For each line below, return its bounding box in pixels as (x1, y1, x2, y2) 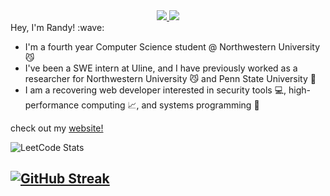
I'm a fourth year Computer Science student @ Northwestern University (24, 41, 321, 53)
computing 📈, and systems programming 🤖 (81, 99, 260, 111)
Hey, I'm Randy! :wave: (10, 22, 105, 33)
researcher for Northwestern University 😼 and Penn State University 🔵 (24, 73, 317, 84)
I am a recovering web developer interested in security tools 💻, (24, 84, 287, 96)
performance (24, 99, 80, 111)
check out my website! (10, 122, 104, 134)
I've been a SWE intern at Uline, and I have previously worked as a (24, 62, 298, 74)
